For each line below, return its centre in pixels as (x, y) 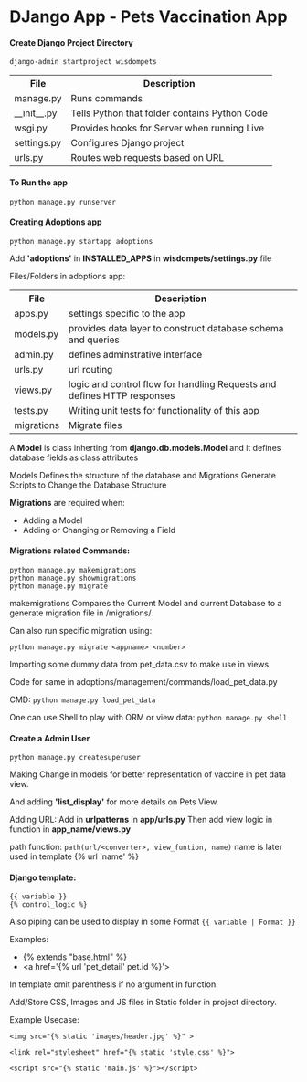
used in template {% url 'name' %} (74, 856)
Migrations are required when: (67, 502)
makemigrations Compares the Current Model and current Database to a (146, 603)
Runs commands (107, 99)
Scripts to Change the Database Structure (88, 485)
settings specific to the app (127, 313)
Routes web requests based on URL (148, 158)
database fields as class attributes (74, 457)
